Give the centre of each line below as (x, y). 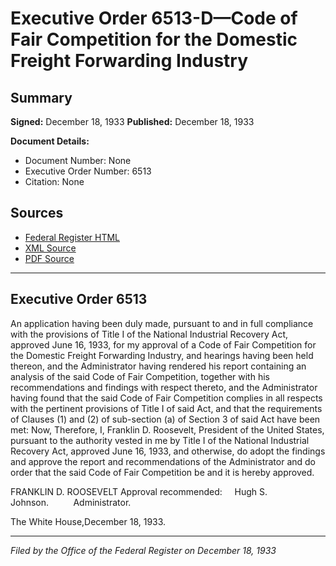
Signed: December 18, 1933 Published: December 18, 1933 (132, 121)
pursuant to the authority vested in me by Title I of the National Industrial (160, 440)
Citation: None (54, 181)
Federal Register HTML (72, 237)
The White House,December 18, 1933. (88, 521)
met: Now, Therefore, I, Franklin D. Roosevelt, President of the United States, (167, 429)
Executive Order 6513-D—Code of (154, 18)
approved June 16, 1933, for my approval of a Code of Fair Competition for (163, 344)
